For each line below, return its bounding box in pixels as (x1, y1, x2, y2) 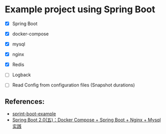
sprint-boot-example (12, 111, 56, 117)
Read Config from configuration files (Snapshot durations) (12, 82, 135, 88)
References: (5, 97, 45, 106)
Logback (12, 72, 31, 78)
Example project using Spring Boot (5, 4, 156, 15)
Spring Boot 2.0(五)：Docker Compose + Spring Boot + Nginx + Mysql (12, 117, 161, 123)
